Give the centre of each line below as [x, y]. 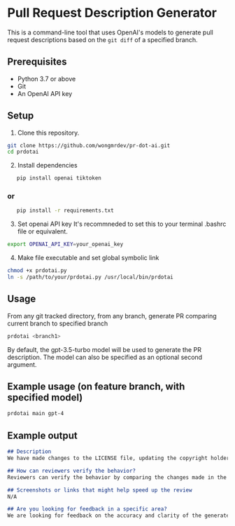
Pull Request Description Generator [112, 13]
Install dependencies [48, 166]
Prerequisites [37, 62]
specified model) [45, 398]
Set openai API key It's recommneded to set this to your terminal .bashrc [122, 224]
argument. [22, 364]
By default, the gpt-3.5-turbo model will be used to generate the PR [104, 349]
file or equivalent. [42, 231]
